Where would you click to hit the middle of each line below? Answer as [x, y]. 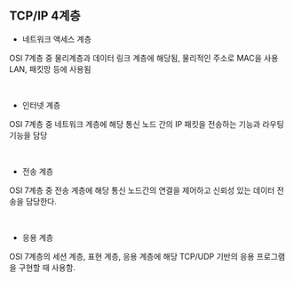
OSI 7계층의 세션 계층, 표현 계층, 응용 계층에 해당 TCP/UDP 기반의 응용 [132, 256]
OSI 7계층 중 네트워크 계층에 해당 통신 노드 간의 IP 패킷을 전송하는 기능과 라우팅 [147, 124]
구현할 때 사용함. [47, 267]
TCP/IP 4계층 [45, 16]
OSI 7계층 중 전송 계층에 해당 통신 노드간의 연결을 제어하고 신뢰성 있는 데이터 [142, 190]
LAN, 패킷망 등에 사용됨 [50, 68]
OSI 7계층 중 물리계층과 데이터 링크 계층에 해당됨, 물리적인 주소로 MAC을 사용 [144, 58]
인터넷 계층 [41, 105]
